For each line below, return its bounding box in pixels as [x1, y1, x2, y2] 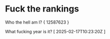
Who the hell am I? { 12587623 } [5, 19, 70, 25]
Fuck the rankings [5, 3, 79, 14]
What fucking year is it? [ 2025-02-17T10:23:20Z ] [5, 28, 106, 34]
